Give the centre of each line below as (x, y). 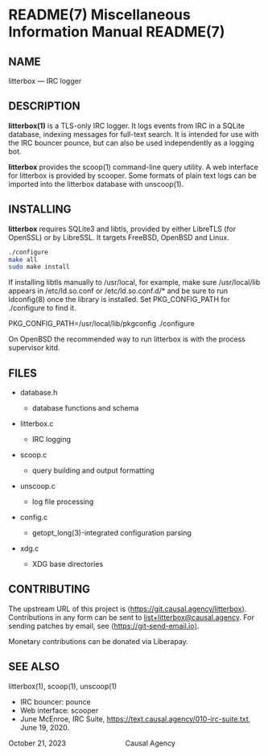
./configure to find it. (42, 308)
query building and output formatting (93, 471)
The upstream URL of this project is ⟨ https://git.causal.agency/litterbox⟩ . (128, 609)
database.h (39, 393)
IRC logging (51, 440)
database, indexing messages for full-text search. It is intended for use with (134, 134)
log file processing (63, 502)
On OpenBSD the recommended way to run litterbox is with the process (127, 339)
